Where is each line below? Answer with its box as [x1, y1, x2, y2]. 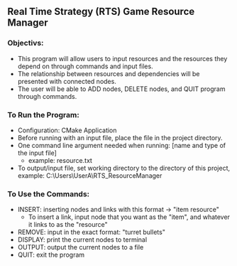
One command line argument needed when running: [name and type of [17, 141, 226, 149]
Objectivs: [7, 38, 44, 48]
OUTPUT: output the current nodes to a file [17, 243, 144, 252]
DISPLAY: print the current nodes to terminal [17, 235, 148, 244]
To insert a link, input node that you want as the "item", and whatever [28, 213, 231, 221]
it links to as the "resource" [28, 220, 108, 229]
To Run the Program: [7, 110, 79, 119]
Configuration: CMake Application [17, 126, 117, 134]
